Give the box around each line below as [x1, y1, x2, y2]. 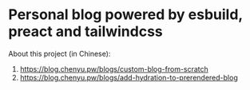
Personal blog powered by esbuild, [8, 6, 244, 24]
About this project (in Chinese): [8, 49, 111, 58]
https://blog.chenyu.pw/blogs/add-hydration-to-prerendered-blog [19, 72, 238, 82]
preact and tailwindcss [8, 22, 164, 41]
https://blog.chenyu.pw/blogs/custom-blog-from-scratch [19, 64, 209, 73]
